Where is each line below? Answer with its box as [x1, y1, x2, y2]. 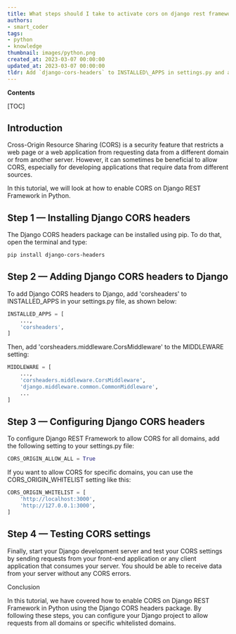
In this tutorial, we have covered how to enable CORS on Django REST [7, 596, 210, 605]
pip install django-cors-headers [7, 252, 105, 259]
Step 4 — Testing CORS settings [7, 528, 151, 540]
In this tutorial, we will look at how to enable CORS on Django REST [7, 184, 202, 193]
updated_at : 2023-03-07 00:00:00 [7, 62, 105, 69]
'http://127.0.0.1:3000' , [20, 502, 96, 509]
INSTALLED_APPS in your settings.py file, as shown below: [7, 297, 177, 305]
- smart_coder [7, 23, 49, 30]
